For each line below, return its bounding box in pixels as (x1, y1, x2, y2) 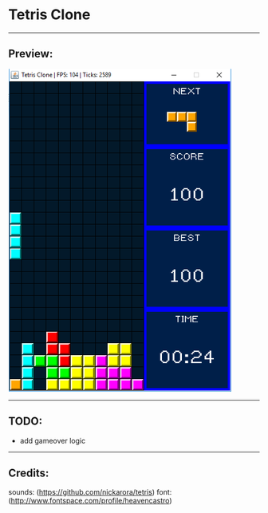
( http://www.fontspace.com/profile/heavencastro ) (8, 496, 173, 506)
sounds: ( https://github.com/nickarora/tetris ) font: (8, 487, 172, 497)
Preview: (8, 47, 53, 61)
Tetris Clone (8, 6, 91, 24)
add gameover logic (19, 436, 86, 445)
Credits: (8, 466, 49, 479)
